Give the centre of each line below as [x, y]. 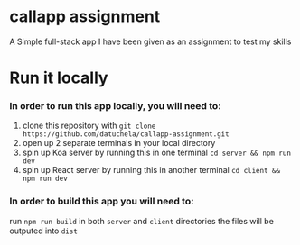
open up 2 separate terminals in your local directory [119, 143]
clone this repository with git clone [89, 126]
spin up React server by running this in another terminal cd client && [151, 170]
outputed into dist [44, 231]
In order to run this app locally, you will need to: [115, 106]
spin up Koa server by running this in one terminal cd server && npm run [157, 153]
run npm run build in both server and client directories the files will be [141, 221]
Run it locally [59, 78]
